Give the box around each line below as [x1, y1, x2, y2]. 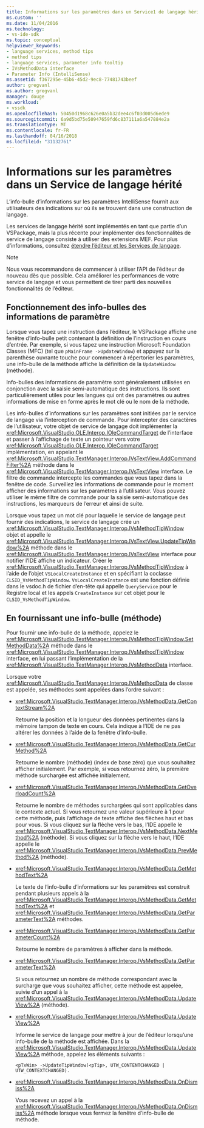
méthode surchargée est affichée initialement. [15, 772, 131, 779]
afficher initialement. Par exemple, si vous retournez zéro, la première [15, 766, 189, 773]
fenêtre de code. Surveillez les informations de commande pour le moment [6, 480, 194, 488]
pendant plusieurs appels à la [15, 890, 89, 897]
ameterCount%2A [15, 934, 61, 941]
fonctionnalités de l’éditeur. [6, 285, 74, 292]
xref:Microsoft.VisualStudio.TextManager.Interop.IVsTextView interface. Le [6, 467, 192, 475]
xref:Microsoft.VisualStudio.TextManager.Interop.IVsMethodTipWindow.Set [6, 636, 194, 643]
